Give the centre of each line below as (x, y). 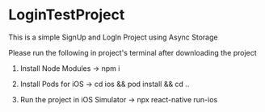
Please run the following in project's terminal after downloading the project (132, 52)
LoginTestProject (67, 15)
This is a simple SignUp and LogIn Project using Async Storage (113, 37)
